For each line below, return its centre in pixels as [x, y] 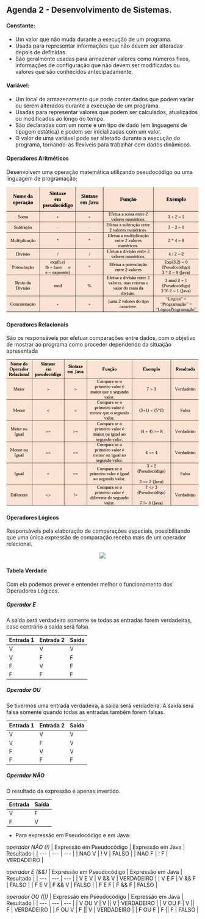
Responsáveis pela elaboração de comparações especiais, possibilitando [98, 531]
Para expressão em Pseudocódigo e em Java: [73, 835]
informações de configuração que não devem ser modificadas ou [97, 65]
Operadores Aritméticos [38, 159]
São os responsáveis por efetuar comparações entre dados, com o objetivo [101, 338]
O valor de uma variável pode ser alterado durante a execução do [98, 138]
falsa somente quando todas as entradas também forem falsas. [86, 712]
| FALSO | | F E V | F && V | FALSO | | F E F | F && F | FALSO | [82, 885]
